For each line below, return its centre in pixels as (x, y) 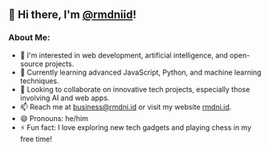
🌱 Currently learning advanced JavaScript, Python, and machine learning (141, 72)
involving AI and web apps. (65, 98)
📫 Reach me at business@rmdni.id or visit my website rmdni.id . (126, 107)
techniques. (39, 80)
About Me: (29, 38)
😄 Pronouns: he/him (54, 118)
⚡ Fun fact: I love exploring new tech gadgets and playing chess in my (135, 127)
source (32, 63)
